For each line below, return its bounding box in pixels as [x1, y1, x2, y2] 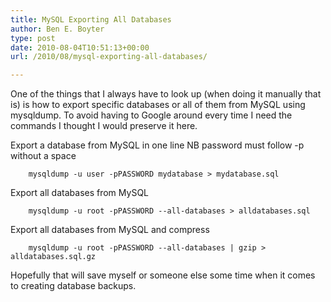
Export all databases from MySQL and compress [10, 224, 210, 236]
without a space [10, 150, 77, 162]
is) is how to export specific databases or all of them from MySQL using [10, 99, 306, 111]
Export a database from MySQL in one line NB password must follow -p [10, 139, 305, 151]
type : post [10, 33, 56, 43]
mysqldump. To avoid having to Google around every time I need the [10, 109, 293, 121]
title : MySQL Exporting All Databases [10, 14, 172, 25]
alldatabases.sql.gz [10, 252, 97, 262]
